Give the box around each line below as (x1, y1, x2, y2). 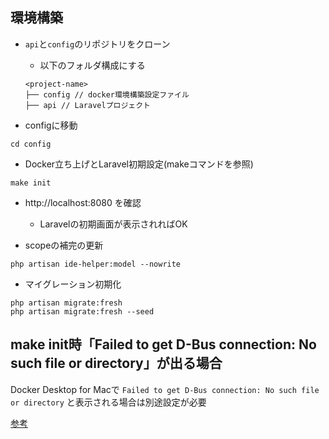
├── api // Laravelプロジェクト (24, 100, 151, 110)
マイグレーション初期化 (24, 278, 122, 290)
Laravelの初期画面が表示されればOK (39, 218, 188, 230)
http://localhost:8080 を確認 (24, 196, 142, 208)
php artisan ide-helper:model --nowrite (10, 259, 182, 269)
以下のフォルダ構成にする (39, 59, 146, 71)
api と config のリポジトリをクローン (24, 38, 171, 50)
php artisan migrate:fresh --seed (10, 306, 155, 317)
